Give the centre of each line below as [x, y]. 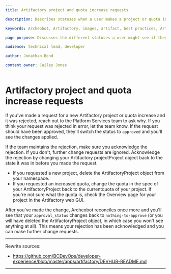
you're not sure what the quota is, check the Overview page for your [84, 195]
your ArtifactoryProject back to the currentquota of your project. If [82, 189]
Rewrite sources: [23, 246]
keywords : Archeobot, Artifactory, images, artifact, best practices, [82, 29]
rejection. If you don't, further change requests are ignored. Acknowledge [83, 152]
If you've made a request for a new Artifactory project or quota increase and [85, 115]
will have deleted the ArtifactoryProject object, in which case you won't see [84, 221]
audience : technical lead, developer [45, 47]
